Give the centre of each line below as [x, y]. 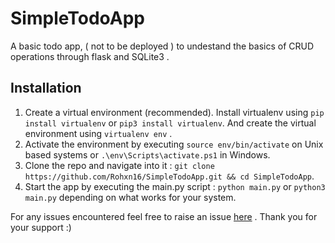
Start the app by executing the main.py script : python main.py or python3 [175, 186]
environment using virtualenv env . [98, 133]
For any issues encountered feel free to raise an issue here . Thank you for [164, 216]
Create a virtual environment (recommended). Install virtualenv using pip [174, 112]
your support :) [41, 227]
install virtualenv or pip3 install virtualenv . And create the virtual [170, 123]
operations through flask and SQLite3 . [90, 56]
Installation [46, 88]
